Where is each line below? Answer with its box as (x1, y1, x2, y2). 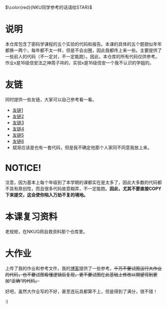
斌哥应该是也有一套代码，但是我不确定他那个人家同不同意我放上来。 (12, 144, 152, 151)
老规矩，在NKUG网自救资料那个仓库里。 (5, 228, 88, 234)
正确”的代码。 (11, 278, 40, 284)
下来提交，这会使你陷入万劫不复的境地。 (5, 191, 88, 198)
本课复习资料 (5, 211, 58, 222)
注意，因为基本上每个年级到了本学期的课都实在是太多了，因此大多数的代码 (5, 179, 158, 185)
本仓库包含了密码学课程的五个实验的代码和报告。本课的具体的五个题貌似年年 (5, 41, 162, 47)
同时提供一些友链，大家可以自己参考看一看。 (5, 96, 97, 102)
